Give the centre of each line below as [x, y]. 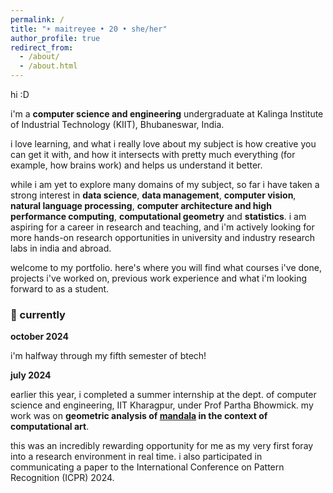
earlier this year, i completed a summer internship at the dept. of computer [163, 395]
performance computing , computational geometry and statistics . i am [158, 216]
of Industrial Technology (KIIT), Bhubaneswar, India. [117, 124]
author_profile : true [55, 38]
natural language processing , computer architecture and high [141, 205]
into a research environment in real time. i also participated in [136, 457]
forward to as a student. [60, 289]
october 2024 [39, 337]
